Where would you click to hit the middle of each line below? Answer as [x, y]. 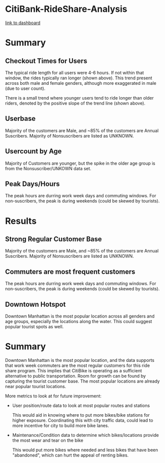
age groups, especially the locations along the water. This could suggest [79, 321]
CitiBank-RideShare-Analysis [66, 9]
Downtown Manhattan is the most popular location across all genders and [80, 316]
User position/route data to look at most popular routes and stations [81, 405]
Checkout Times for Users [46, 61]
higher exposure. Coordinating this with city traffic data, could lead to [83, 420]
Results [21, 221]
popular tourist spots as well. [34, 327]
